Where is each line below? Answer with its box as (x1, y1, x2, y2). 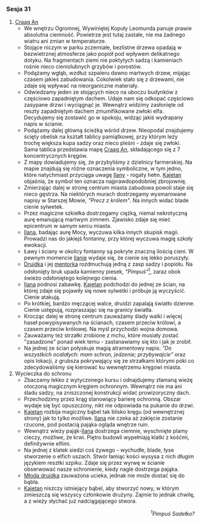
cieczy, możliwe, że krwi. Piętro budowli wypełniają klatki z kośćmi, (23, 434, 190, 441)
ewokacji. (23, 242, 48, 249)
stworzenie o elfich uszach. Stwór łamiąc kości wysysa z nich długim (23, 452, 194, 460)
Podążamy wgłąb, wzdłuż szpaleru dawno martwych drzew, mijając (23, 70, 190, 77)
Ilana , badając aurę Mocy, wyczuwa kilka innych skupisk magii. (23, 229, 179, 236)
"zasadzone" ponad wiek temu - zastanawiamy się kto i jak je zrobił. (23, 338, 192, 345)
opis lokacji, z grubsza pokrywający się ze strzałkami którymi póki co (23, 357, 194, 364)
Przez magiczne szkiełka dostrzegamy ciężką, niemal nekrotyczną (23, 209, 187, 217)
